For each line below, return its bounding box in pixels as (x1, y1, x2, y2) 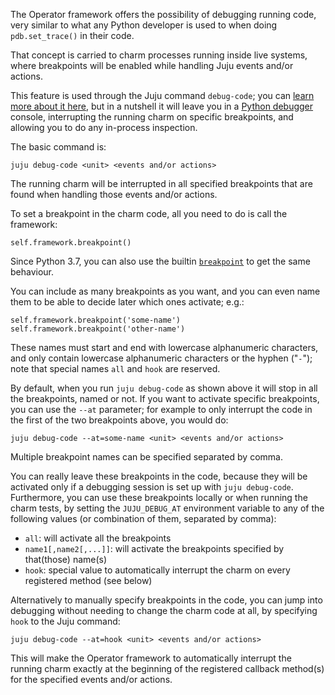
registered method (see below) (24, 575, 153, 586)
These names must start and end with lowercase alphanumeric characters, (10, 342, 319, 353)
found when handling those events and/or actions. (10, 189, 218, 200)
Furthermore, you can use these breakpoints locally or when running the (10, 492, 308, 503)
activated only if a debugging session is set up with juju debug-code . (10, 481, 294, 493)
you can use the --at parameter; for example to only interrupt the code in (10, 404, 313, 415)
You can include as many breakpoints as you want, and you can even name (10, 285, 321, 297)
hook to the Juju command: (10, 615, 121, 627)
